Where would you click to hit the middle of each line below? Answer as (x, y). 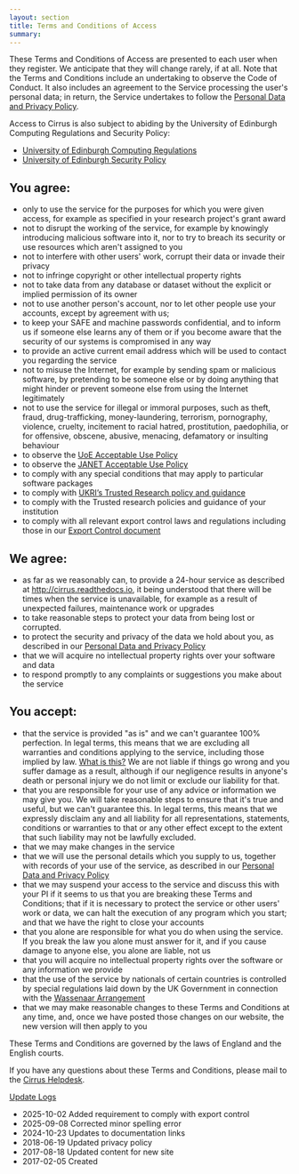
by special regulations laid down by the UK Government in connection (150, 988)
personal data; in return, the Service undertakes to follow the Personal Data (148, 97)
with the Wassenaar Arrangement (84, 998)
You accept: (43, 712)
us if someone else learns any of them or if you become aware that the (152, 332)
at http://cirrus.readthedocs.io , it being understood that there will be (147, 589)
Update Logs (33, 1097)
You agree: (40, 188)
